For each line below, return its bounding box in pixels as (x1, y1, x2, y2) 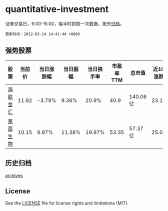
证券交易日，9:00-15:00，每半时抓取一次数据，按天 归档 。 (5, 20, 124, 26)
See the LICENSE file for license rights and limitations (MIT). (5, 200, 129, 206)
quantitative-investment (5, 3, 109, 15)
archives (5, 172, 23, 178)
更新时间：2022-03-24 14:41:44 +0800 (5, 31, 80, 36)
